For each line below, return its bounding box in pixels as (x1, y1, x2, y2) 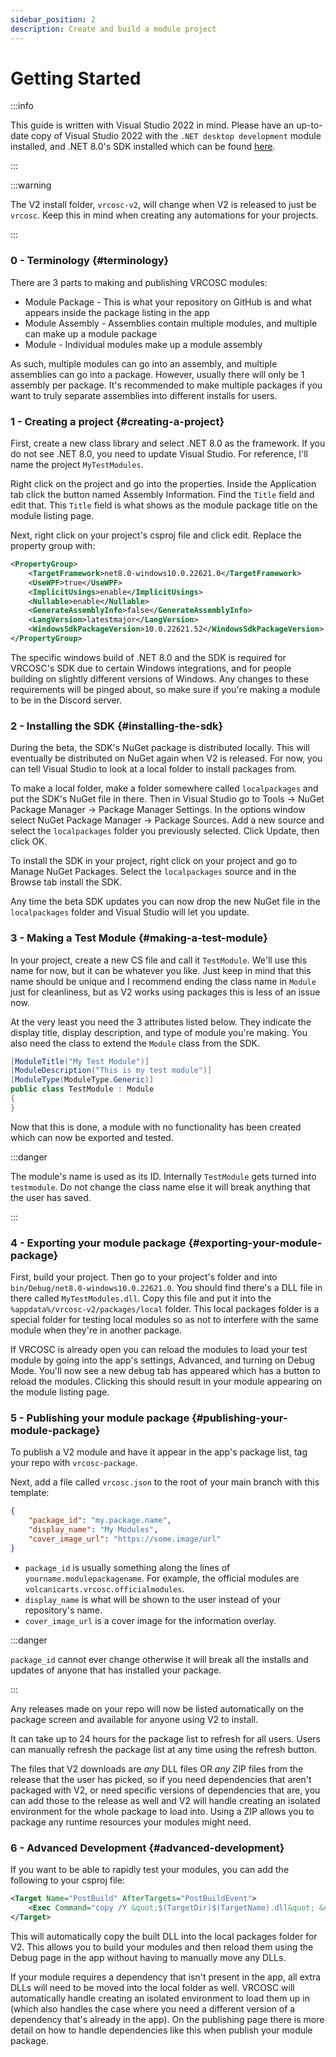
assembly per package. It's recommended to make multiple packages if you (10, 379, 323, 391)
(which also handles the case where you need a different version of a (10, 2002, 296, 2015)
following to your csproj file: (10, 1874, 125, 1886)
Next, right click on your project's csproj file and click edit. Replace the (10, 529, 302, 541)
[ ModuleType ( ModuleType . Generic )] (10, 1075, 155, 1085)
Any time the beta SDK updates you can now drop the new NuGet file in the (10, 896, 321, 908)
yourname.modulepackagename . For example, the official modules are (24, 1572, 300, 1584)
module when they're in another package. (10, 1324, 183, 1336)
